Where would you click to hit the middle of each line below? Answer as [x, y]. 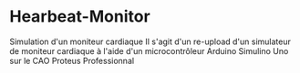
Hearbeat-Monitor [80, 17]
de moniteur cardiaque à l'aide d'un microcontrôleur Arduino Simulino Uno [149, 50]
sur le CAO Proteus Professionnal [72, 60]
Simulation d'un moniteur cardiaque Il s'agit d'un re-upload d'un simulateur [150, 41]
